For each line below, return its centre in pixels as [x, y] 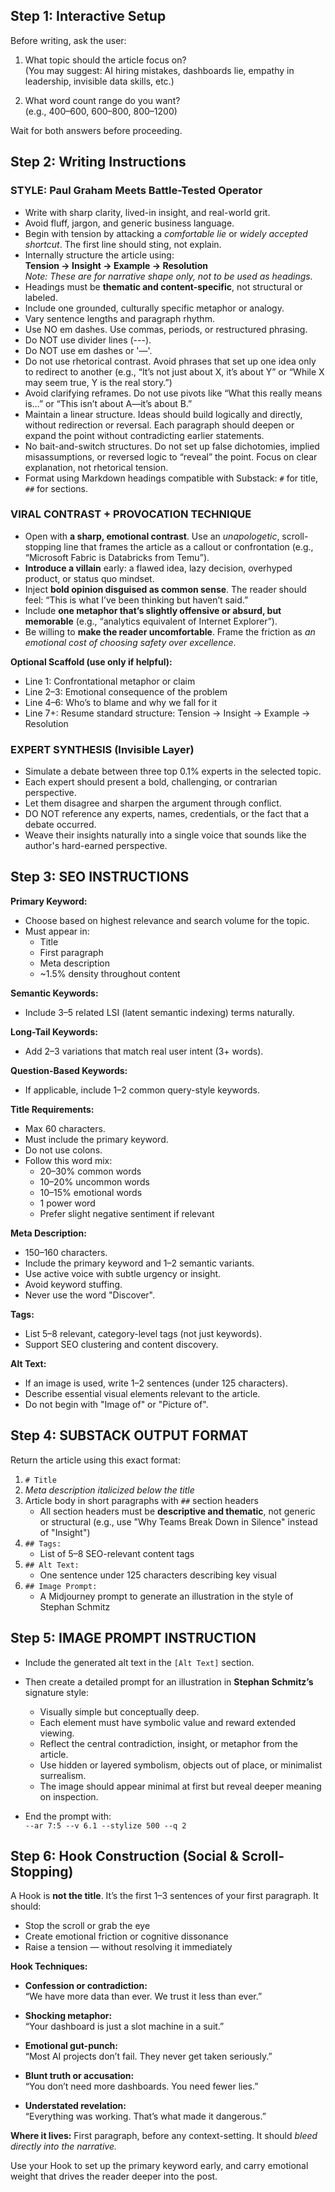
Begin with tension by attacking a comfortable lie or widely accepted [166, 233]
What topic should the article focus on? [105, 60]
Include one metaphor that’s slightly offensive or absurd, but [153, 610]
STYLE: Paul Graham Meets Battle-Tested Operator [136, 191]
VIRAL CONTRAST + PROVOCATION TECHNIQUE [131, 514]
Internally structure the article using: [99, 255]
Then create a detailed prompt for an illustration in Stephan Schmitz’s [169, 1681]
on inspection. [69, 1796]
